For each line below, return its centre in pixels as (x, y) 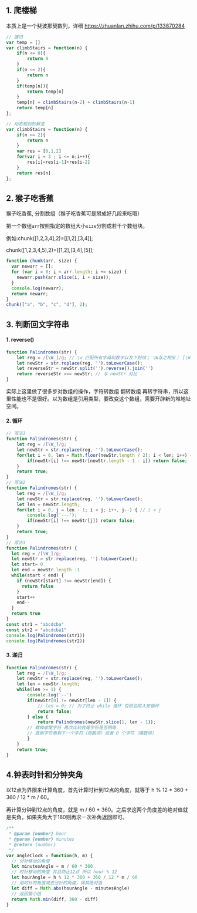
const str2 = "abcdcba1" (36, 630)
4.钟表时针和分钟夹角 (45, 775)
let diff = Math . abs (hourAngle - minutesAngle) (71, 888)
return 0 (38, 59)
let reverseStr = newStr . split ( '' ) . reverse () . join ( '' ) (85, 369)
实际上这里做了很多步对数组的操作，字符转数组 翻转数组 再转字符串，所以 (95, 392)
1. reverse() (20, 340)
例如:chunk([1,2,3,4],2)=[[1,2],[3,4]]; (50, 238)
